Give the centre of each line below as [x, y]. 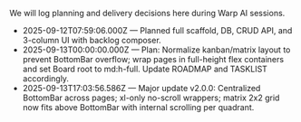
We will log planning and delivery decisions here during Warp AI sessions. [147, 13]
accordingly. [46, 79]
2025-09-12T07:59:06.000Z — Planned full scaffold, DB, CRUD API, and [157, 30]
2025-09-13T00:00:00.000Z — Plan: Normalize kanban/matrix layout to [156, 50]
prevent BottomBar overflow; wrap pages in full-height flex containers [153, 59]
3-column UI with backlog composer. [92, 40]
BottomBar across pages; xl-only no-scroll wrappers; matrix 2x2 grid [151, 98]
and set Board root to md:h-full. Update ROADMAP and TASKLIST [145, 69]
